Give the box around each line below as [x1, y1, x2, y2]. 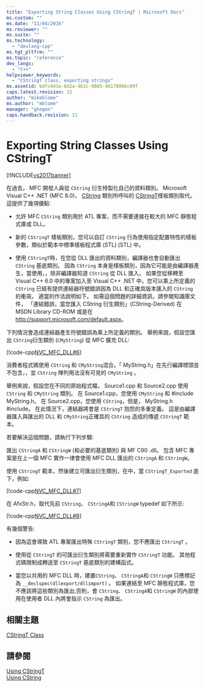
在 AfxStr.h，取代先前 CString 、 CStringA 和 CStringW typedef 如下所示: [6, 500, 185, 508]
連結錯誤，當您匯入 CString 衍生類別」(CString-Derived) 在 [32, 300, 182, 308]
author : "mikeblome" [6, 95, 59, 101]
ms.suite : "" [6, 32, 40, 38]
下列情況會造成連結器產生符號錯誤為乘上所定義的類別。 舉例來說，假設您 [6, 329, 190, 336]
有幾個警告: [6, 525, 35, 532]
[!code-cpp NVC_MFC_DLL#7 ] [6, 487, 81, 495]
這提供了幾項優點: [6, 200, 51, 207]
